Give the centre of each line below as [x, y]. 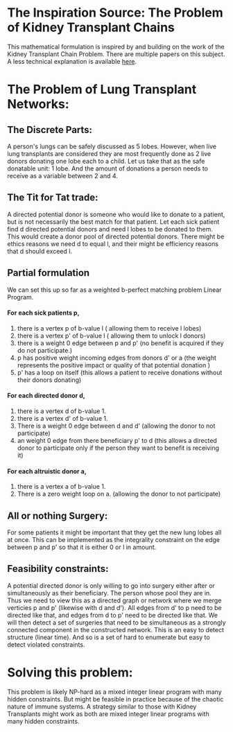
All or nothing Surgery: [58, 515]
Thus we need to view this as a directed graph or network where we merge [114, 600]
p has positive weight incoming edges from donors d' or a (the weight [117, 358]
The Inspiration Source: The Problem [115, 13]
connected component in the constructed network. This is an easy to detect [115, 629]
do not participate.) [45, 350]
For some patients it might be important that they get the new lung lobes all [114, 532]
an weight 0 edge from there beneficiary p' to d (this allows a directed [117, 440]
